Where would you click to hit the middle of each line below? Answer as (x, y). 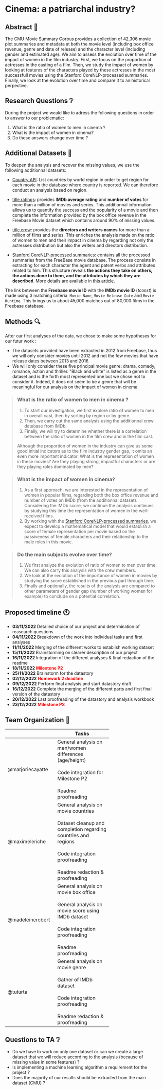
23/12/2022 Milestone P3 (38, 705)
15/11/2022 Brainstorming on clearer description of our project (75, 653)
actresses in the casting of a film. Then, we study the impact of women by (79, 65)
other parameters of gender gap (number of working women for (88, 591)
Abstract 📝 (21, 27)
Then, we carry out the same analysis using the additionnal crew (89, 421)
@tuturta (18, 992)
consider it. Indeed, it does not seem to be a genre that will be (74, 382)
